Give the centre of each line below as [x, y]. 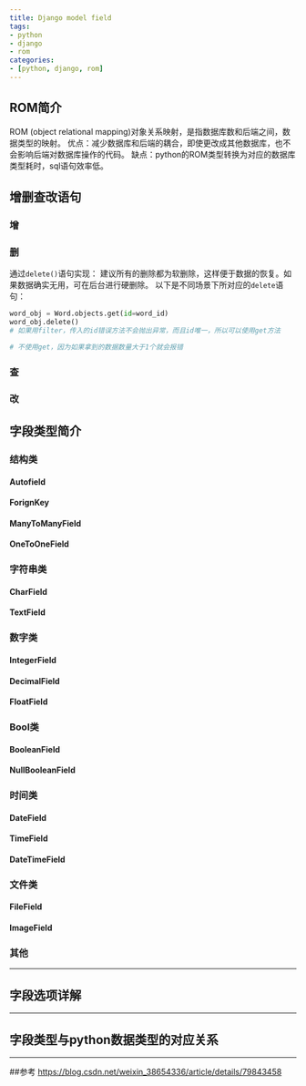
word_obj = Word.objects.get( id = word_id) [89, 314]
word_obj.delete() [44, 323]
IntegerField [33, 660]
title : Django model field [61, 18]
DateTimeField [37, 859]
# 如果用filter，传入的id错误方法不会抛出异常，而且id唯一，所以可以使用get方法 [145, 331]
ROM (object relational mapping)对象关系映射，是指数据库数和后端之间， [146, 131]
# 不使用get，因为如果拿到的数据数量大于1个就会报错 [97, 347]
